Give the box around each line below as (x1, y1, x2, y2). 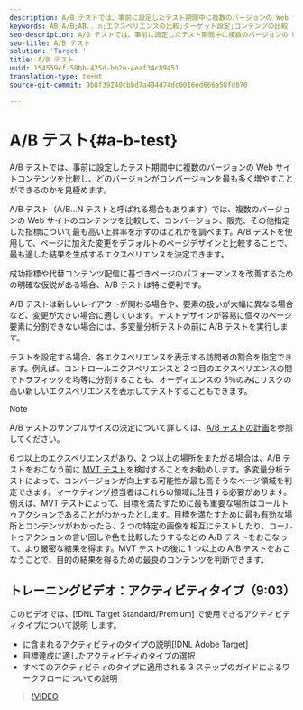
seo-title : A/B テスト (9, 38, 91, 48)
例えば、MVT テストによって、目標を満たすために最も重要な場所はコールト (9, 498, 289, 509)
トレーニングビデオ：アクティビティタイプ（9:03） (9, 583, 296, 598)
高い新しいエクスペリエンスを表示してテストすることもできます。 (9, 385, 252, 396)
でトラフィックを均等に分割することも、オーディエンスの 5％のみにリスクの (9, 374, 292, 385)
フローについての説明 (38, 673, 118, 684)
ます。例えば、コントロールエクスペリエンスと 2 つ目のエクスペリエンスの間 (9, 362, 293, 373)
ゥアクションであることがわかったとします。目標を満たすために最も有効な (9, 509, 285, 519)
